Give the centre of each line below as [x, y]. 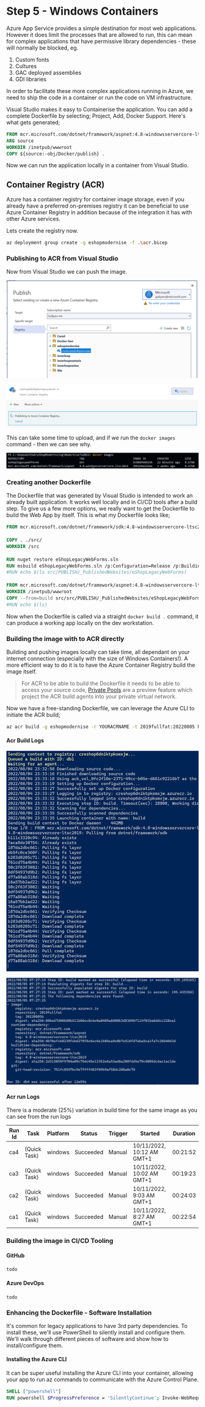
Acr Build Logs [25, 741]
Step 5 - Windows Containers [82, 11]
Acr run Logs [23, 1097]
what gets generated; [33, 122]
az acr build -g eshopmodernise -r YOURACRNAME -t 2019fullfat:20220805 [101, 727]
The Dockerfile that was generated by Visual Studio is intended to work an [100, 496]
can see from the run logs [39, 1117]
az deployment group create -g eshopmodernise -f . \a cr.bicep [87, 243]
